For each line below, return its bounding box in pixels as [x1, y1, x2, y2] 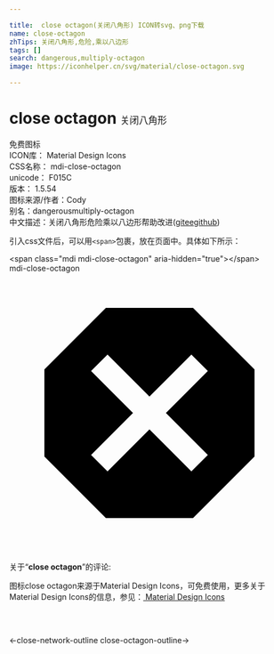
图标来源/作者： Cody [9, 194, 87, 205]
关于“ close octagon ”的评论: [9, 561, 111, 572]
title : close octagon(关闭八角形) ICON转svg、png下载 [9, 20, 205, 29]
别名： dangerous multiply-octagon [9, 206, 135, 216]
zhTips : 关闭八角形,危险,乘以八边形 [9, 37, 129, 46]
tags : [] [9, 45, 42, 54]
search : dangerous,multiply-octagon [9, 54, 145, 63]
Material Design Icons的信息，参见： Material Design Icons [9, 591, 225, 602]
